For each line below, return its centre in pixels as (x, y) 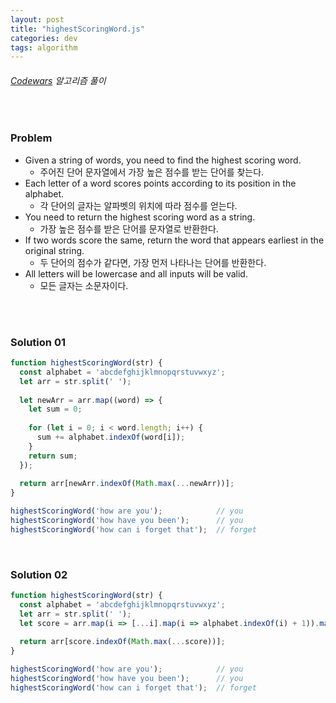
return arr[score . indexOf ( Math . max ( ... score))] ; (122, 642)
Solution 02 (39, 574)
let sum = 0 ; (55, 409)
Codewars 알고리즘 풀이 (58, 80)
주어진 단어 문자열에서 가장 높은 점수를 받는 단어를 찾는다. (152, 172)
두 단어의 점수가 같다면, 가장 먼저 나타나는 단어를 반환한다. (153, 262)
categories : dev (44, 38)
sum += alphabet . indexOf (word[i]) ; (111, 437)
